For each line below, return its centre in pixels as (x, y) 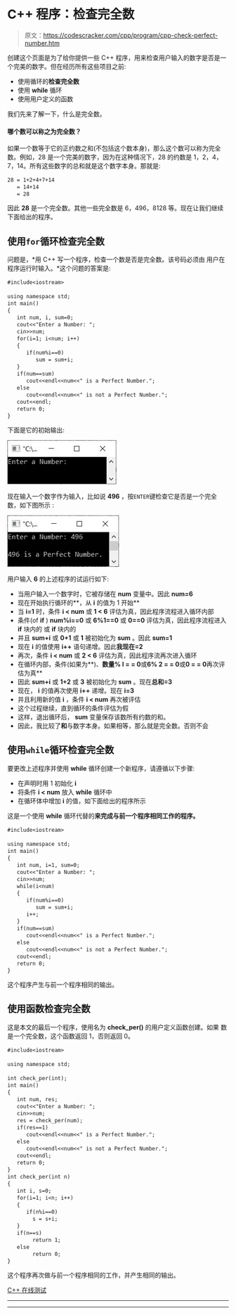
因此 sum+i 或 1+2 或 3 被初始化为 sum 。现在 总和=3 (94, 681)
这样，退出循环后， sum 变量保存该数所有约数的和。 (93, 717)
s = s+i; (45, 1219)
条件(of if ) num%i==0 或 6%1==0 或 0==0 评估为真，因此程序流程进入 (122, 620)
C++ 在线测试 (27, 1290)
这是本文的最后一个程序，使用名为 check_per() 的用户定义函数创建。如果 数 (117, 1027)
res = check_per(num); (50, 1120)
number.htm (42, 43)
